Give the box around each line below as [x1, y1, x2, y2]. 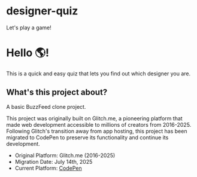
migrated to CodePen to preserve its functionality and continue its [6, 133, 169, 141]
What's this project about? [6, 87, 108, 97]
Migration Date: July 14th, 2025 [14, 158, 93, 165]
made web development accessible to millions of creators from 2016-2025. [6, 121, 192, 128]
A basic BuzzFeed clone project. [6, 103, 86, 110]
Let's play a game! [6, 24, 52, 31]
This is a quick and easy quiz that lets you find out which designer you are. [6, 70, 191, 77]
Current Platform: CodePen [14, 164, 82, 172]
